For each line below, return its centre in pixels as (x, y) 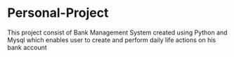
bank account (27, 47)
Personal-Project (58, 13)
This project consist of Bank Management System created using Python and (117, 32)
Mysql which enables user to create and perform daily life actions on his (112, 39)
